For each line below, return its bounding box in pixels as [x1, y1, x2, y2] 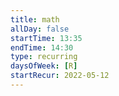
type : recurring [10, 52, 78, 62]
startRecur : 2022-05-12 [10, 71, 110, 81]
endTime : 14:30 [10, 42, 74, 53]
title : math [10, 14, 60, 25]
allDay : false [10, 24, 70, 34]
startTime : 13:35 [10, 33, 83, 43]
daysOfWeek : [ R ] [10, 61, 78, 71]
